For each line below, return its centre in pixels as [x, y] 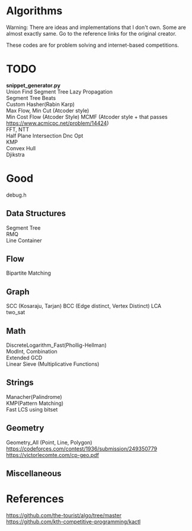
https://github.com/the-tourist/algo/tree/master [64, 516]
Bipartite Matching [29, 273]
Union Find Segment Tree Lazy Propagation [59, 91]
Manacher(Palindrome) [34, 397]
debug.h [16, 195]
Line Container [24, 240]
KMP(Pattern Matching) [35, 403]
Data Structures [36, 213]
